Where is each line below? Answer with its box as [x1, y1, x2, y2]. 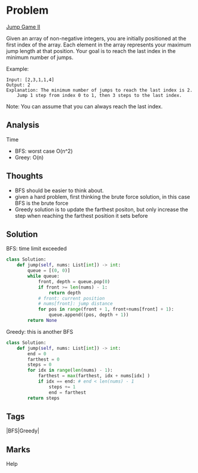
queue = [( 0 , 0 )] [27, 268, 70, 274]
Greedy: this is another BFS [6, 328, 73, 335]
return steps [27, 395, 60, 401]
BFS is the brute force [14, 199, 68, 206]
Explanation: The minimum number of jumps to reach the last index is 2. [6, 87, 193, 93]
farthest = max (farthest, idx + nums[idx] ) [37, 373, 150, 379]
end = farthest [48, 389, 86, 396]
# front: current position [37, 295, 105, 301]
